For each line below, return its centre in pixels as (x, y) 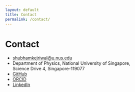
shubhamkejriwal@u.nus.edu (42, 58)
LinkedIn (21, 85)
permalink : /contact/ (28, 19)
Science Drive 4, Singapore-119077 (48, 69)
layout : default (22, 10)
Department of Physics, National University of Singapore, (71, 63)
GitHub (20, 74)
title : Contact (21, 15)
